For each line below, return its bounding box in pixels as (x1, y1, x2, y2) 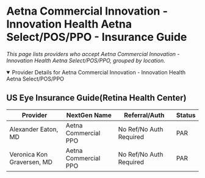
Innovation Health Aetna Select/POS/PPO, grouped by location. (6, 57, 166, 64)
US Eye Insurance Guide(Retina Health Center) (6, 93, 187, 103)
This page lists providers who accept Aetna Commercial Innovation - (6, 50, 180, 57)
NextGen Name (66, 111, 112, 119)
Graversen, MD (9, 157, 53, 166)
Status (176, 111, 196, 119)
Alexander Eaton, (9, 125, 59, 133)
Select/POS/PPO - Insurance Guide (6, 30, 187, 44)
